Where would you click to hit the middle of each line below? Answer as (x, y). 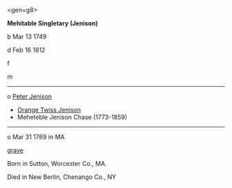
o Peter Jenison (30, 96)
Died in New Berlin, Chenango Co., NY (62, 177)
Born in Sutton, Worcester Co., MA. (57, 164)
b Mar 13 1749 (27, 36)
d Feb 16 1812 (26, 50)
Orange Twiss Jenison (49, 110)
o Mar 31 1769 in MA (36, 137)
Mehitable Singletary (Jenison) (52, 23)
